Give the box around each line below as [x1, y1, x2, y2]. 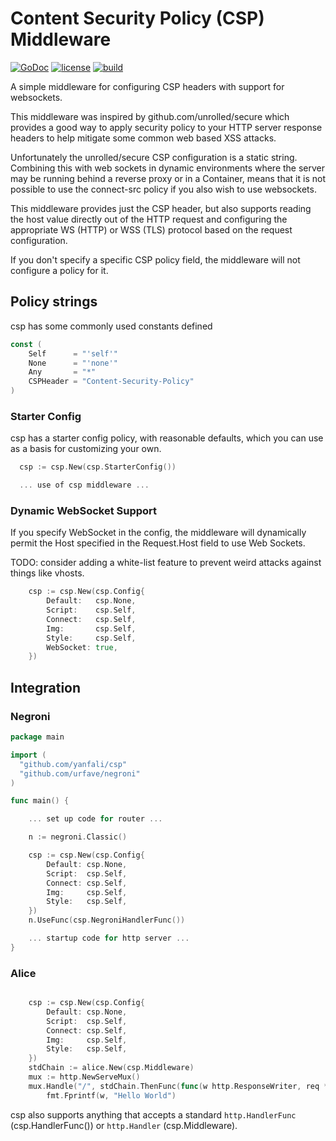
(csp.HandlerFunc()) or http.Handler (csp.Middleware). [10, 1119, 238, 1131]
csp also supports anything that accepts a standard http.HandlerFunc [10, 1108, 297, 1121]
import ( [10, 750, 47, 760]
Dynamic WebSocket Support [10, 503, 158, 517]
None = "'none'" [28, 358, 118, 368]
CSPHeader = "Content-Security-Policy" [28, 377, 195, 387]
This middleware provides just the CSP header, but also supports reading [10, 202, 312, 214]
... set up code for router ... [28, 814, 163, 824]
